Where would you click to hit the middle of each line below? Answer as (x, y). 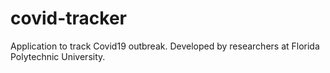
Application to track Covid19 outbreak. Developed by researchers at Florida (165, 46)
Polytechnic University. (58, 56)
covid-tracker (68, 18)
